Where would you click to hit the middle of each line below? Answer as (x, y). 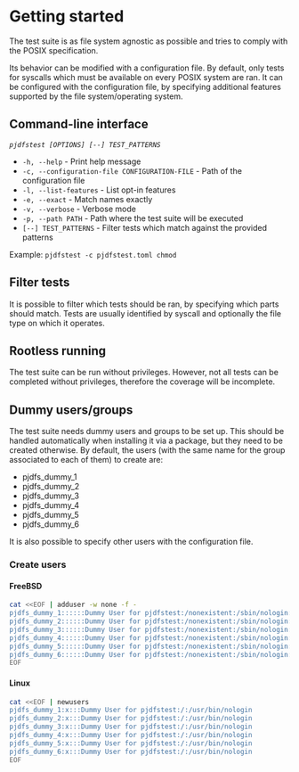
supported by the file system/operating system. (97, 96)
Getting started (67, 16)
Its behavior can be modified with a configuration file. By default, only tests (147, 68)
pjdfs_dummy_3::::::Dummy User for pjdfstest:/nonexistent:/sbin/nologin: (151, 629)
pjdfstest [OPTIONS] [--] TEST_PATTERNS (85, 144)
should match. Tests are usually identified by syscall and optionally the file (145, 313)
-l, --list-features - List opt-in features (99, 190)
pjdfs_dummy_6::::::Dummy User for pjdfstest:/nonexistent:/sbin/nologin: (151, 654)
